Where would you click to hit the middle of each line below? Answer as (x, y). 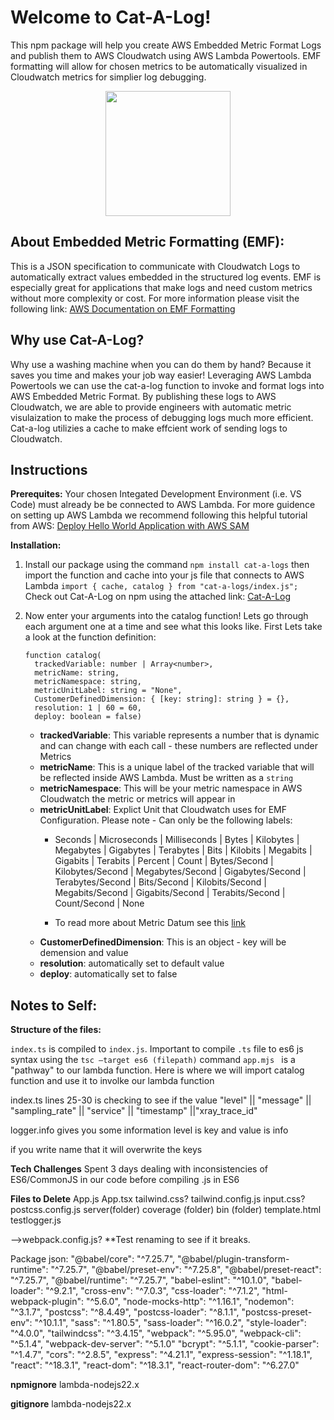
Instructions (49, 469)
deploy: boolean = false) (88, 717)
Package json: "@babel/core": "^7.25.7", (93, 1259)
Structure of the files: (56, 1030)
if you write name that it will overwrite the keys (106, 1150)
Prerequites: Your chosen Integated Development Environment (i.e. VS (156, 494)
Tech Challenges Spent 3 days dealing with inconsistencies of (139, 1169)
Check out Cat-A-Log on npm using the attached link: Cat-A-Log (158, 597)
